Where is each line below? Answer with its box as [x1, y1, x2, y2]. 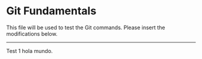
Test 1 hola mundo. [6, 47, 53, 54]
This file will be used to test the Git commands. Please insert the [6, 24, 165, 31]
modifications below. [6, 30, 58, 37]
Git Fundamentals [6, 4, 97, 18]
